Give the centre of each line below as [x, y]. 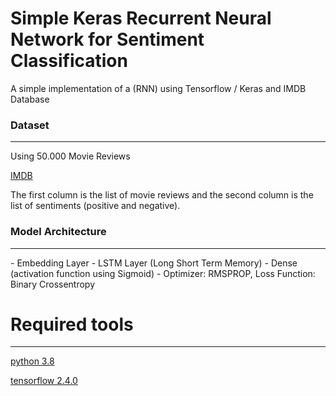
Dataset [30, 125]
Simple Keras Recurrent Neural [141, 18]
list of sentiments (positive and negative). [95, 206]
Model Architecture [58, 232]
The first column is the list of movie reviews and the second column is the [162, 195]
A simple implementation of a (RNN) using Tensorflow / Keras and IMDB [158, 88]
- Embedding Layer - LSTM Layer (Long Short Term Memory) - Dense [154, 263]
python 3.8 [32, 361]
